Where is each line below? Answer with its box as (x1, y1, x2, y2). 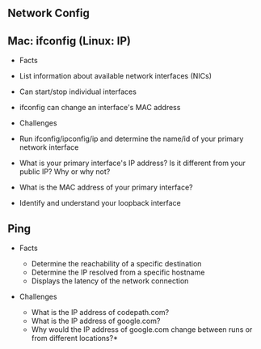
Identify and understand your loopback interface (19, 198, 181, 208)
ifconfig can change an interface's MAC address (19, 103, 181, 113)
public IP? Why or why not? (19, 167, 111, 177)
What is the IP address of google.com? (31, 316, 161, 326)
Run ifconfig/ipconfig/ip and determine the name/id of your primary (19, 134, 244, 144)
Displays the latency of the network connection (31, 276, 189, 286)
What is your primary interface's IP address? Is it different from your (19, 158, 246, 168)
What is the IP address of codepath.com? (31, 308, 170, 317)
